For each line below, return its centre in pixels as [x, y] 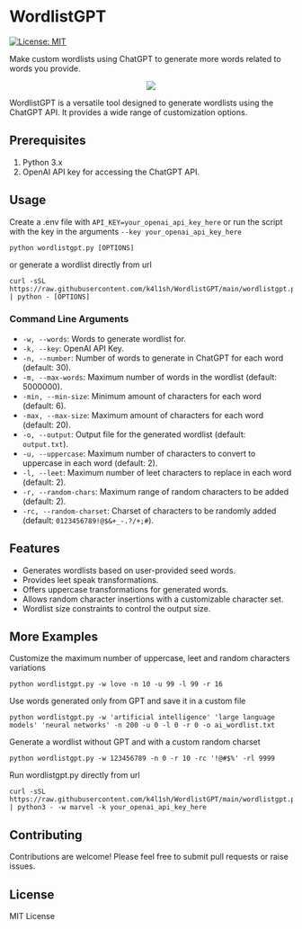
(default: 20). [47, 424]
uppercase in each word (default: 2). [90, 463]
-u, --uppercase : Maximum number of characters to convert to [139, 453]
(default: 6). [44, 406]
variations [28, 668]
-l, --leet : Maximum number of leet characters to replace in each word [157, 472]
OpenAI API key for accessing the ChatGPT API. [111, 172]
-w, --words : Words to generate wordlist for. [104, 338]
